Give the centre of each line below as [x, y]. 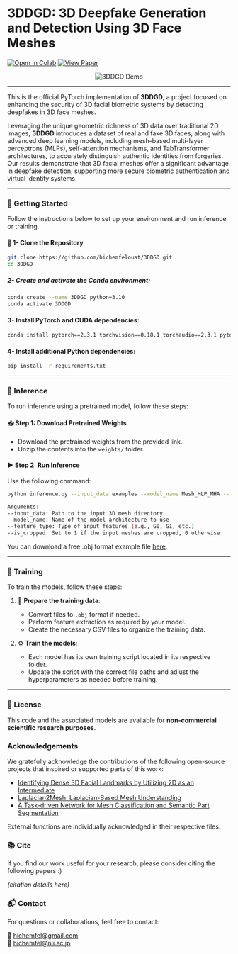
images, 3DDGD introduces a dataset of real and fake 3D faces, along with [116, 133]
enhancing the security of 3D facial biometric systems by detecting [106, 104]
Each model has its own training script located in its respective [119, 657]
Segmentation [38, 812]
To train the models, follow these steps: [65, 587]
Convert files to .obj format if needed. [84, 615]
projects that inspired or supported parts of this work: [86, 769]
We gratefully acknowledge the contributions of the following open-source [116, 761]
